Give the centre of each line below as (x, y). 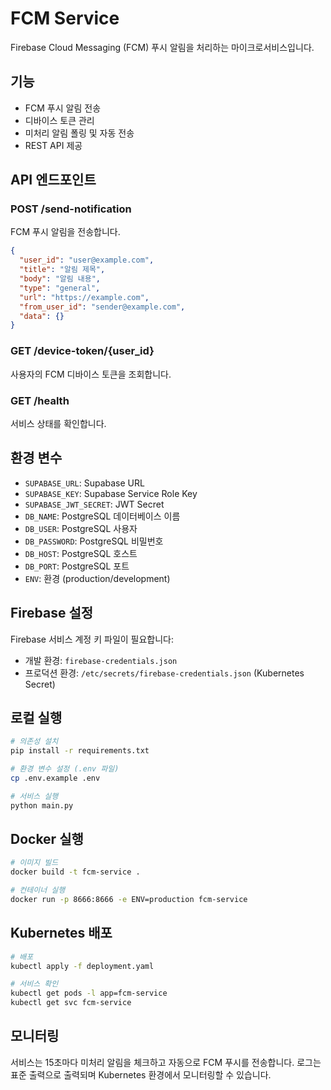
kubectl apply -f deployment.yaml (82, 966)
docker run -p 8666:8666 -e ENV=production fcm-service (129, 900)
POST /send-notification (71, 209)
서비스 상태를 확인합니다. (58, 423)
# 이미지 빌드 (34, 863)
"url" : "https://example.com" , (84, 297)
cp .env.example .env (55, 778)
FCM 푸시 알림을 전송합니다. (65, 232)
